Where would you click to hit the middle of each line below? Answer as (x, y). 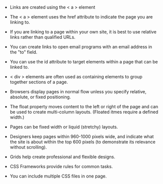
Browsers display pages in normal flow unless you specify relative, (78, 92)
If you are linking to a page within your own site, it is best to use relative (83, 32)
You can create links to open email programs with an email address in (81, 47)
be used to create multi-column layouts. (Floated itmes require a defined (84, 112)
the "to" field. (24, 52)
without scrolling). (28, 147)
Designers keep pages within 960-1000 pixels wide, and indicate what (82, 136)
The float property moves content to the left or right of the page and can (84, 106)
